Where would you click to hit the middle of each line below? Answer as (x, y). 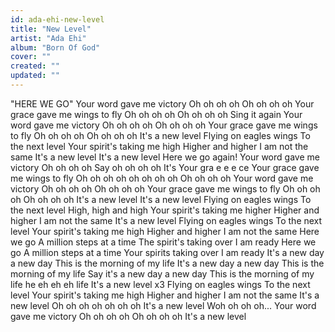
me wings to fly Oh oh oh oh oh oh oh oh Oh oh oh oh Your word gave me (162, 178)
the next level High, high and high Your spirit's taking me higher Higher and (165, 210)
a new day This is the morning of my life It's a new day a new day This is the (167, 263)
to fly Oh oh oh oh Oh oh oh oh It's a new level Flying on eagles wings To (160, 135)
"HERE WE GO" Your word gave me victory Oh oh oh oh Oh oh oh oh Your (162, 103)
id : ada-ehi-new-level (57, 19)
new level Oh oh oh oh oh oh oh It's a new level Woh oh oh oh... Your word (163, 305)
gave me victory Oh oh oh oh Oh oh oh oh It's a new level (128, 316)
